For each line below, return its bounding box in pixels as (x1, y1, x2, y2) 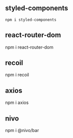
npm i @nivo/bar (5, 127, 39, 133)
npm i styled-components (5, 17, 57, 22)
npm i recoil (5, 72, 29, 78)
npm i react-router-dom (5, 44, 54, 50)
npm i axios (5, 99, 29, 105)
